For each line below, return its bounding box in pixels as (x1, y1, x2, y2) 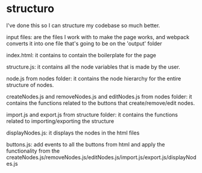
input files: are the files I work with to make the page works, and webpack (6, 33, 190, 40)
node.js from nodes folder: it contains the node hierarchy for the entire (6, 75, 181, 82)
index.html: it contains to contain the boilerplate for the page (6, 51, 157, 58)
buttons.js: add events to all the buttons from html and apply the (6, 140, 165, 148)
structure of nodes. (6, 81, 54, 89)
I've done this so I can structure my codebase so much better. (6, 22, 160, 29)
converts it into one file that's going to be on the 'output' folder (6, 40, 163, 47)
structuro (6, 2, 54, 16)
